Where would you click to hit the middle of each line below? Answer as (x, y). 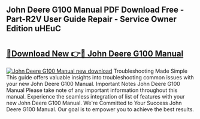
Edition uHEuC (34, 29)
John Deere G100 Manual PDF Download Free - (95, 10)
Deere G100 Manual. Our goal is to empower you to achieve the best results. (100, 109)
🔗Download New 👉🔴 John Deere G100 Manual (95, 53)
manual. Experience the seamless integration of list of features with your (96, 96)
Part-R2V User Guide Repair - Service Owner (91, 20)
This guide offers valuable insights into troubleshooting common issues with (100, 77)
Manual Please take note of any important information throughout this (92, 90)
